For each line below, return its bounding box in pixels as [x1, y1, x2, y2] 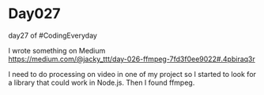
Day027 [8, 5, 61, 23]
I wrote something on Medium [8, 46, 106, 55]
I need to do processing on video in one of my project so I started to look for [8, 69, 257, 79]
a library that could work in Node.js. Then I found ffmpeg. [8, 78, 195, 87]
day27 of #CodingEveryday [8, 31, 97, 40]
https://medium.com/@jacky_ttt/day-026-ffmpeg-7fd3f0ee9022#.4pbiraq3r [8, 54, 255, 64]
